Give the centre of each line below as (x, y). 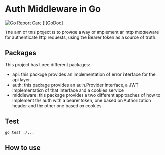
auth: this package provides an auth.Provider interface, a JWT (75, 85)
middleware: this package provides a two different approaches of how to (86, 95)
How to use (23, 147)
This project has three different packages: (48, 64)
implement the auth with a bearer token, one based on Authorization (82, 100)
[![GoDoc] (53, 23)
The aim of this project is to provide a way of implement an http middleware (82, 32)
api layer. (21, 79)
